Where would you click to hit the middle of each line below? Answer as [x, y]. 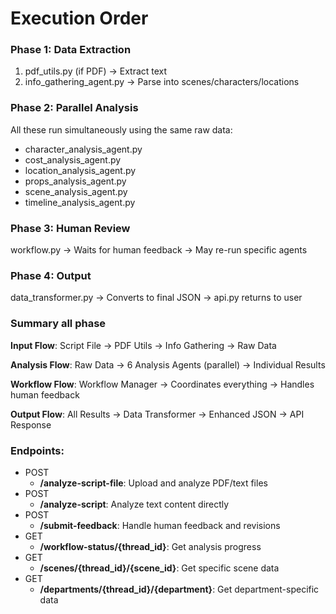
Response [31, 424]
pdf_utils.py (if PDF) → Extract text [96, 71]
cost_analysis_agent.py [73, 159]
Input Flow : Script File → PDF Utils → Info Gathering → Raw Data [143, 345]
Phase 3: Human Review [70, 228]
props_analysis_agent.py [75, 181]
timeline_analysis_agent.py [80, 202]
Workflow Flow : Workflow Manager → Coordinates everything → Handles [162, 384]
